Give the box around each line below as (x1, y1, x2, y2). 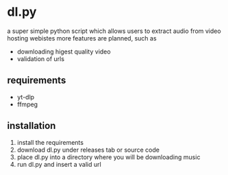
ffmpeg (16, 100, 38, 108)
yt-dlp (16, 93, 35, 101)
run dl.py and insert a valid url (16, 160, 101, 168)
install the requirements (16, 138, 84, 146)
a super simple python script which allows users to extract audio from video (7, 27, 221, 35)
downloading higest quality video (16, 47, 111, 56)
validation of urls (16, 54, 65, 62)
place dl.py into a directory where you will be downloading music (16, 152, 201, 161)
